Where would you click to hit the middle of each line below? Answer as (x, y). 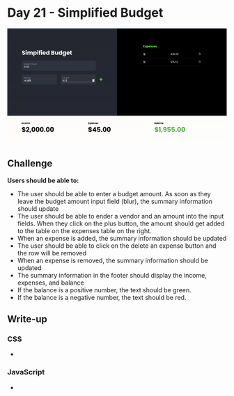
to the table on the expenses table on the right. (84, 230)
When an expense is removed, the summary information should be (113, 260)
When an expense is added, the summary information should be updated (122, 238)
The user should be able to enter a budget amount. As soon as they (114, 193)
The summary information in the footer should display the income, (112, 275)
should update (38, 208)
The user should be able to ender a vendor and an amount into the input (120, 216)
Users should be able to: (43, 180)
